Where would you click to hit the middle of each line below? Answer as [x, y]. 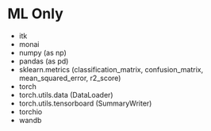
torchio [31, 111]
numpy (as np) [42, 52]
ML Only [36, 14]
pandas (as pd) [44, 61]
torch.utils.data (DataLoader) [66, 94]
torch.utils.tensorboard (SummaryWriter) [85, 103]
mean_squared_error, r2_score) [70, 78]
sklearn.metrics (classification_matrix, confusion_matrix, [111, 69]
